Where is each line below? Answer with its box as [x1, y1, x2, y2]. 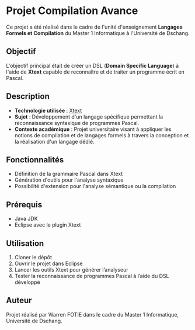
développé [14, 279, 41, 286]
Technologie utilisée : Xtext [14, 107, 82, 114]
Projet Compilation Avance [6, 4, 138, 18]
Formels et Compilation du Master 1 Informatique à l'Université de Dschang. [6, 29, 190, 36]
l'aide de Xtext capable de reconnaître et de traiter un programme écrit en [6, 68, 185, 75]
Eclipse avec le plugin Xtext [14, 221, 81, 228]
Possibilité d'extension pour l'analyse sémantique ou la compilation [14, 183, 176, 190]
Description [6, 92, 50, 102]
